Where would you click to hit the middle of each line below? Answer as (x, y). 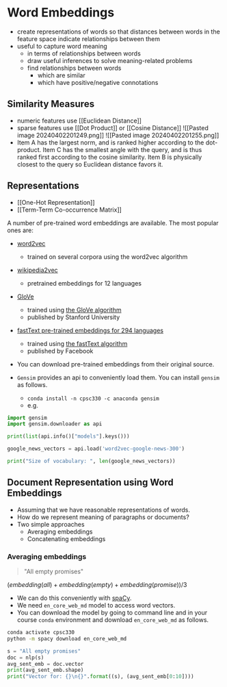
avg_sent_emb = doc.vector (45, 664)
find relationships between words (74, 68)
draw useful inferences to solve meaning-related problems (110, 60)
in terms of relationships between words (84, 53)
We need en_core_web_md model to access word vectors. (96, 605)
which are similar (61, 75)
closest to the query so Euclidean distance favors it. (90, 164)
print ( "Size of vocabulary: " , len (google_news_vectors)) (91, 461)
